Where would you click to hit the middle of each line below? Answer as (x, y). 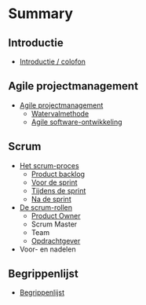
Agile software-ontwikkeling (77, 122)
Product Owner (56, 215)
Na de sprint (51, 199)
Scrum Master (54, 224)
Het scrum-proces (49, 165)
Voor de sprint (54, 182)
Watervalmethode (60, 113)
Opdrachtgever (56, 241)
